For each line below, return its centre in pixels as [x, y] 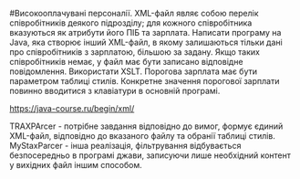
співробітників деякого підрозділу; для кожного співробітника [131, 23]
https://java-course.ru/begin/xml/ [72, 108]
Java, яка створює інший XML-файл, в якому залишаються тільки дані [146, 42]
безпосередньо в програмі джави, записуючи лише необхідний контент [150, 155]
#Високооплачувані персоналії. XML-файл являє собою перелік [134, 13]
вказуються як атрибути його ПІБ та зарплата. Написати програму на [145, 32]
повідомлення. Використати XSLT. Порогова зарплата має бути [134, 71]
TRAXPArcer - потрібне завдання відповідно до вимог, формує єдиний [146, 126]
